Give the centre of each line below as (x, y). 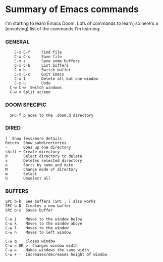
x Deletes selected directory (44, 160)
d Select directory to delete (44, 156)
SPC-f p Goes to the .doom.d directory (52, 115)
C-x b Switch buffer (43, 70)
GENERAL (17, 41)
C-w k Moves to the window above (44, 224)
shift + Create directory (32, 152)
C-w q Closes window (30, 241)
